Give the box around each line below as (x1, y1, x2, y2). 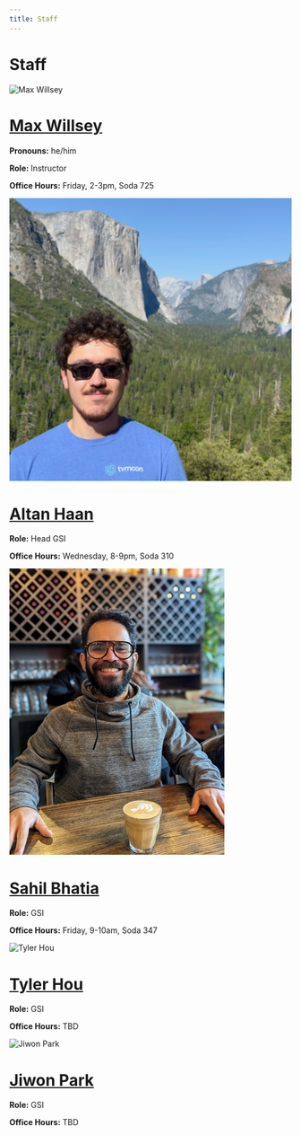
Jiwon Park (9, 1069, 94, 1090)
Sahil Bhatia (9, 878, 100, 898)
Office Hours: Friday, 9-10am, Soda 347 (9, 925, 159, 936)
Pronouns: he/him (9, 145, 77, 156)
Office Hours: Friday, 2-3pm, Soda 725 (9, 180, 154, 190)
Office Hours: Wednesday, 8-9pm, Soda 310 (9, 550, 175, 561)
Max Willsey (9, 115, 103, 136)
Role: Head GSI (9, 533, 66, 544)
